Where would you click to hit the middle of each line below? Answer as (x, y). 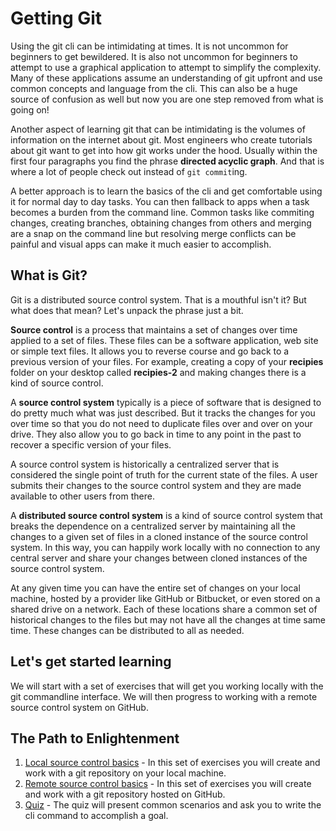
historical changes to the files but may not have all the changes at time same (168, 619)
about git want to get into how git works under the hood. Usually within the (164, 150)
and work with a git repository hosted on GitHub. (125, 794)
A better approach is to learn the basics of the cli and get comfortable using (166, 191)
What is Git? (49, 275)
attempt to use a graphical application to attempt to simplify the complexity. (166, 67)
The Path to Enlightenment (95, 738)
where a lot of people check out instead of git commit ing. (129, 171)
